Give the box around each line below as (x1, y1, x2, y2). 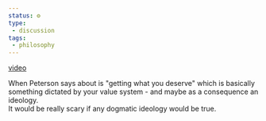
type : (8, 19, 26, 27)
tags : (8, 33, 26, 42)
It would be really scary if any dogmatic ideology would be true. (8, 104, 217, 114)
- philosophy (11, 41, 56, 49)
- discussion (11, 26, 56, 34)
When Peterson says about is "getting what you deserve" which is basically (8, 79, 256, 88)
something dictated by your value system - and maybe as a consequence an (8, 87, 259, 96)
